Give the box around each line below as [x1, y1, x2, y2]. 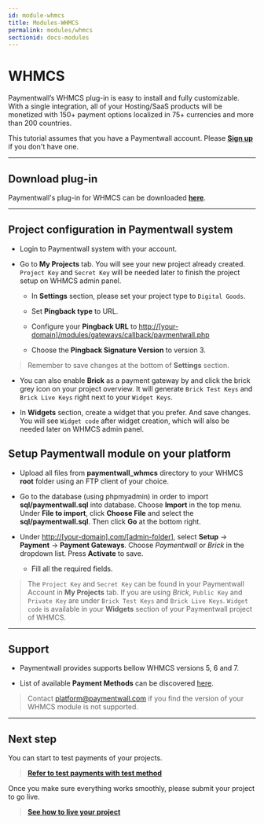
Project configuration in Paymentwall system [8, 223, 233, 237]
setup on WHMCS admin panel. [19, 276, 122, 285]
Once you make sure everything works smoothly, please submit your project [8, 784, 255, 793]
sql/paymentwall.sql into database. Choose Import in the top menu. [19, 500, 242, 509]
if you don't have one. [8, 142, 79, 152]
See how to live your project [27, 807, 121, 817]
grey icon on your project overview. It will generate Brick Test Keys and [19, 384, 253, 393]
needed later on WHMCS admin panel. [19, 424, 145, 433]
